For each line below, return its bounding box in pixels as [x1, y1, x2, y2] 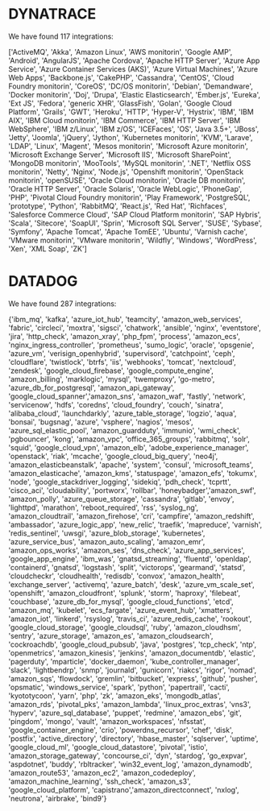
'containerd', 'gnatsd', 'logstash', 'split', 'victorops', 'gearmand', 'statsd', [8, 562, 246, 572]
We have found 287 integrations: [8, 299, 117, 308]
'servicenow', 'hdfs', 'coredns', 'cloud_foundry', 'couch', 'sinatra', [8, 399, 224, 409]
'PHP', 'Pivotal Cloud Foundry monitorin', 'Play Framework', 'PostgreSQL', [8, 192, 251, 202]
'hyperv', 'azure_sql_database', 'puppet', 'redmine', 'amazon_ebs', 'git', [8, 708, 242, 718]
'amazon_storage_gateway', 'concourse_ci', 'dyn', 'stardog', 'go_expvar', [8, 751, 247, 760]
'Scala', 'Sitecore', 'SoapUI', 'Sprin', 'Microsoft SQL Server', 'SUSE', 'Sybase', [8, 218, 263, 228]
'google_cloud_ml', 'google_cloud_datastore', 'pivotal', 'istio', [8, 742, 208, 751]
